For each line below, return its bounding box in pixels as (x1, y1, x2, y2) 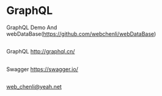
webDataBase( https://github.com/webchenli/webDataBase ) (6, 30, 156, 37)
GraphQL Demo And (6, 24, 57, 31)
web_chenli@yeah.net (6, 83, 62, 91)
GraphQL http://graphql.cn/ (6, 48, 75, 55)
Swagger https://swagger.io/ (6, 65, 78, 73)
